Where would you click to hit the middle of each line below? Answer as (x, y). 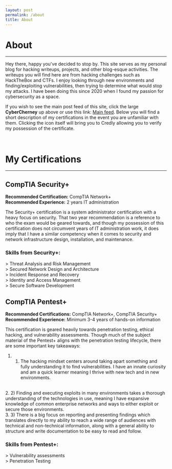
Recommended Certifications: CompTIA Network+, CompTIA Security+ (81, 314)
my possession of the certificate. (40, 128)
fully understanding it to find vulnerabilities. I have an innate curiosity (93, 367)
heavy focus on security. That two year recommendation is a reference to (83, 218)
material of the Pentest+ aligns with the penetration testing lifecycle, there (83, 340)
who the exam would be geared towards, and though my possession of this (85, 223)
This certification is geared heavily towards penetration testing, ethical (80, 329)
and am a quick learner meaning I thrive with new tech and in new (90, 372)
